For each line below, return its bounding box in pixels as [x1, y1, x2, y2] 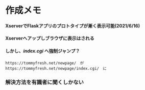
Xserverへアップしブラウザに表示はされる [5, 35, 94, 41]
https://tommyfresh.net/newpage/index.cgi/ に [5, 66, 107, 71]
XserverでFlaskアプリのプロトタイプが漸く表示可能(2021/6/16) [5, 22, 140, 28]
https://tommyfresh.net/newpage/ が [5, 61, 84, 66]
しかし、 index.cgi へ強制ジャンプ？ [5, 48, 80, 54]
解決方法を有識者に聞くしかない [5, 78, 84, 85]
